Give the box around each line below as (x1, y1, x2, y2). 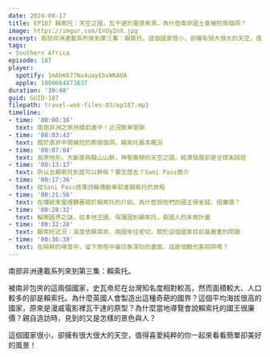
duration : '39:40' (8, 86, 70, 95)
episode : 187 (8, 57, 52, 65)
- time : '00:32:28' (8, 221, 74, 229)
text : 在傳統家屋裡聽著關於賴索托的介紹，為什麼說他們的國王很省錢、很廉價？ (15, 198, 241, 206)
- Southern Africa (8, 49, 70, 57)
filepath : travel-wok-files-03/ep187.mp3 (8, 101, 149, 109)
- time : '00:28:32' (8, 205, 74, 213)
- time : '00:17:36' (8, 176, 74, 185)
